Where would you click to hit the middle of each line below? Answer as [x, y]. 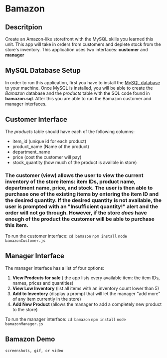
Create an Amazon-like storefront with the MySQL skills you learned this [79, 39]
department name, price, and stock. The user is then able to [79, 187]
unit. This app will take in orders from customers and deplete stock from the [83, 44]
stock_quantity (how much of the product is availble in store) [75, 162]
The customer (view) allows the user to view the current [74, 175]
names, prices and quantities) [43, 283]
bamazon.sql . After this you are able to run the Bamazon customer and [78, 98]
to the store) [25, 309]
